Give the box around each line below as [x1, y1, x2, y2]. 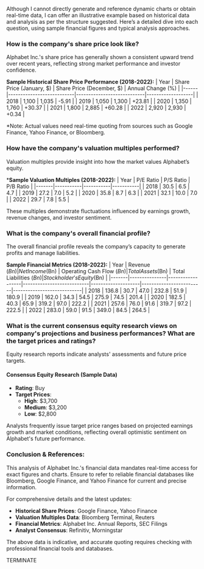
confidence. [6, 66, 37, 74]
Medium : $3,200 [24, 404, 67, 411]
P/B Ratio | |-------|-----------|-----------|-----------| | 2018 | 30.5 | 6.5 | [6, 183, 190, 190]
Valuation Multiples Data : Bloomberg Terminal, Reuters [15, 514, 155, 521]
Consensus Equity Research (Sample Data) [6, 371, 118, 378]
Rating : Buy [15, 385, 45, 392]
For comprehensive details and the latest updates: [6, 495, 132, 503]
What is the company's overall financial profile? [6, 229, 151, 237]
